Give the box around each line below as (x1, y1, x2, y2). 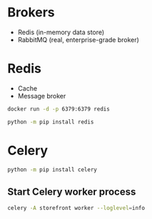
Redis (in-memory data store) (17, 28, 105, 36)
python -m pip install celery (7, 165, 98, 173)
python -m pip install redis (7, 118, 94, 126)
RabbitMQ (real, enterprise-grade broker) (17, 35, 139, 44)
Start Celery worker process (7, 185, 136, 198)
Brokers (7, 4, 55, 21)
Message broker (17, 91, 66, 100)
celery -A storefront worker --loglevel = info (7, 205, 145, 212)
